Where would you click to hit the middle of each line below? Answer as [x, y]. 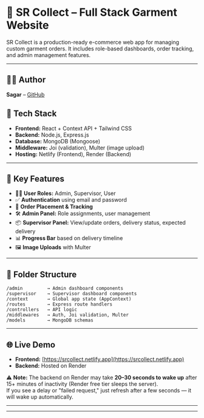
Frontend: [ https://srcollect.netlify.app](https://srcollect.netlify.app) [100, 359]
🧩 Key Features [36, 179]
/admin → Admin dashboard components [65, 289]
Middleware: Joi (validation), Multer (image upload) [80, 148]
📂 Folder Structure [42, 274]
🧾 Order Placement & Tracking [54, 207]
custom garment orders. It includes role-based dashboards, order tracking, [100, 49]
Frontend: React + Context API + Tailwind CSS [73, 128]
